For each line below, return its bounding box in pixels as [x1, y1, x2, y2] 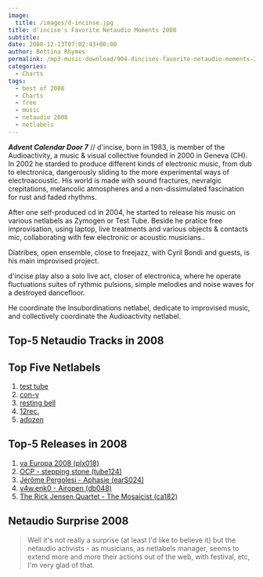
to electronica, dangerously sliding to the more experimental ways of [8, 167, 229, 176]
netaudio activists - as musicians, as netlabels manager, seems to [27, 543, 240, 553]
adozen [19, 415, 45, 424]
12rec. [19, 406, 40, 416]
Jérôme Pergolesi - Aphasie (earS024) [19, 475, 145, 484]
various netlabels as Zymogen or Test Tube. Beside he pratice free [8, 216, 223, 225]
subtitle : [8, 33, 41, 42]
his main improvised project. [8, 256, 99, 265]
